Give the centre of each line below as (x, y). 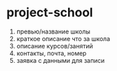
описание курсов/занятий (55, 46)
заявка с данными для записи (60, 60)
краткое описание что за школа (63, 38)
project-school (50, 13)
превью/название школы (53, 31)
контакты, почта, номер (51, 53)
